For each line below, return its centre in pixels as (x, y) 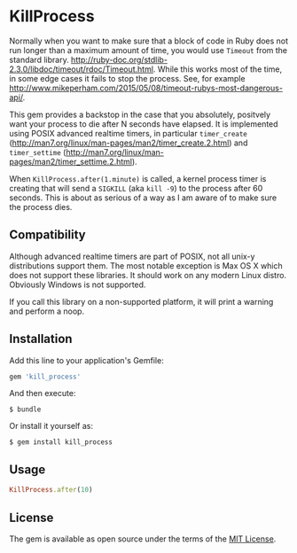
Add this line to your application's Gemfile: (86, 360)
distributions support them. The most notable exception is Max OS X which (146, 265)
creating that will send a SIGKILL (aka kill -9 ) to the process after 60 (136, 188)
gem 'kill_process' (45, 377)
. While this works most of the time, (217, 69)
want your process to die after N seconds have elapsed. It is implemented (144, 124)
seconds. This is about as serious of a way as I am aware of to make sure (143, 198)
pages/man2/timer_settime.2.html (71, 161)
